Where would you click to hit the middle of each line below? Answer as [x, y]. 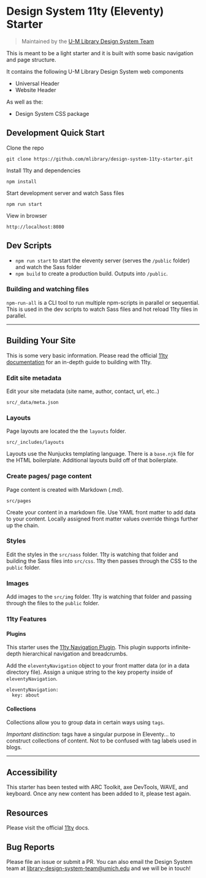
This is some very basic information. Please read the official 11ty [87, 355]
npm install [21, 181]
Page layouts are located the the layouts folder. [67, 431]
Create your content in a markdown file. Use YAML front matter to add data [101, 512]
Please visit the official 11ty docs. [48, 828]
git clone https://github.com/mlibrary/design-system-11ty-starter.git [100, 159]
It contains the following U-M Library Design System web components [95, 71]
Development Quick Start [56, 133]
